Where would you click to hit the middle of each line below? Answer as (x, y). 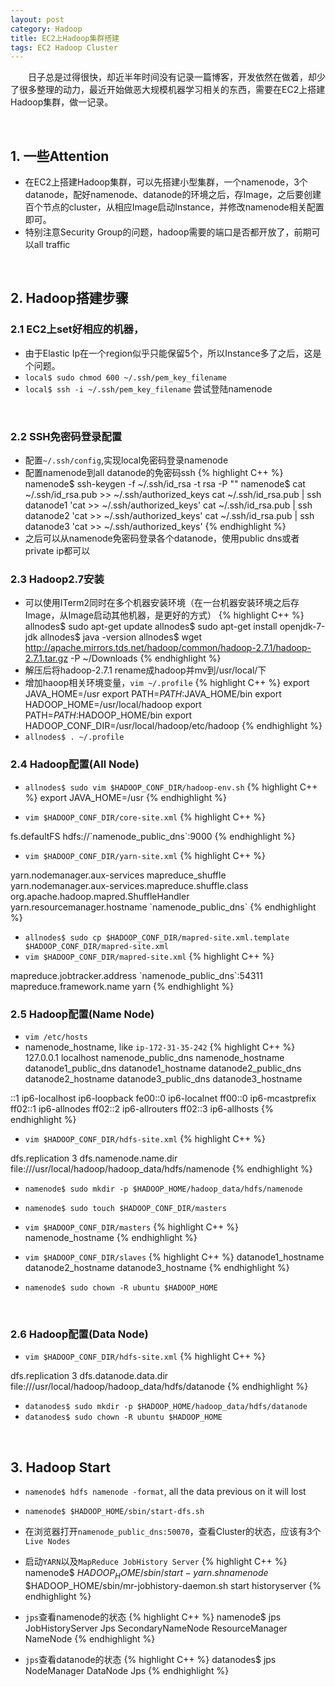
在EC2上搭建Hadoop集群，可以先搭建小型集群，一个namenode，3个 (166, 182)
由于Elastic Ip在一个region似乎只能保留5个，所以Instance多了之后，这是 (173, 353)
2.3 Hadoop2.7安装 (57, 579)
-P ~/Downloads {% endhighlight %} (146, 658)
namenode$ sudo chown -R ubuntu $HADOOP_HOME (121, 1287)
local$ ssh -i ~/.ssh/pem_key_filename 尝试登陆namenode (148, 388)
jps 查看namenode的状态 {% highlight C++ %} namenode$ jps (153, 1617)
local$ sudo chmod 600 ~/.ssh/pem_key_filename (125, 377)
